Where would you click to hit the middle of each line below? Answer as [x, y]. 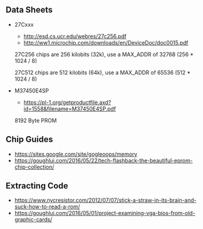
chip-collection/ [34, 167]
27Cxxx [24, 24]
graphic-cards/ [33, 219]
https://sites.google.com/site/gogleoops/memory [76, 154]
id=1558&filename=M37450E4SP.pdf [70, 109]
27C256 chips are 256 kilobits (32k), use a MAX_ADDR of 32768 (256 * [104, 54]
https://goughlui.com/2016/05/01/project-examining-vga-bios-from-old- [105, 213]
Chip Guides [29, 139]
